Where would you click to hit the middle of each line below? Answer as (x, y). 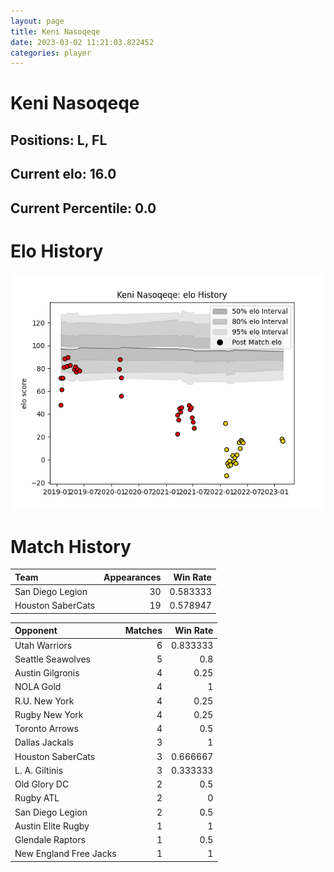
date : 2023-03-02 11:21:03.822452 (82, 42)
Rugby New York (49, 714)
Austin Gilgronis (47, 673)
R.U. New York (44, 701)
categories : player (51, 53)
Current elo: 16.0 (63, 174)
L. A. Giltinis (39, 770)
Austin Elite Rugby (52, 826)
